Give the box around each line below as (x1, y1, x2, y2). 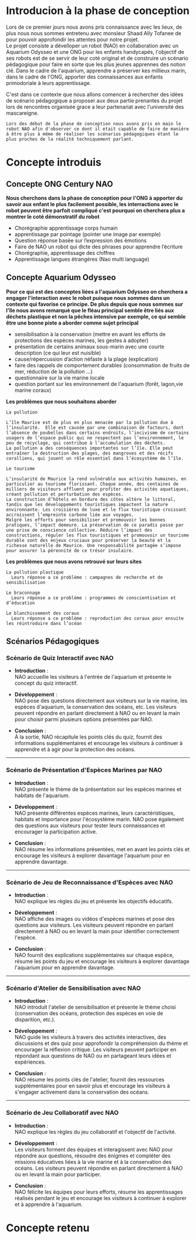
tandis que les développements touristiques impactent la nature (6, 501, 168, 507)
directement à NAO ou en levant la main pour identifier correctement (14, 928, 180, 935)
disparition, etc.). (14, 1016, 55, 1023)
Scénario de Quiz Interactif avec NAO (6, 654, 114, 662)
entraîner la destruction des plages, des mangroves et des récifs (6, 450, 174, 456)
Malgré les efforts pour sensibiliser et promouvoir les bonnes (6, 517, 166, 522)
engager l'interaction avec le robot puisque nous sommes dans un (6, 294, 170, 301)
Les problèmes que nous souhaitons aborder (6, 398, 117, 405)
